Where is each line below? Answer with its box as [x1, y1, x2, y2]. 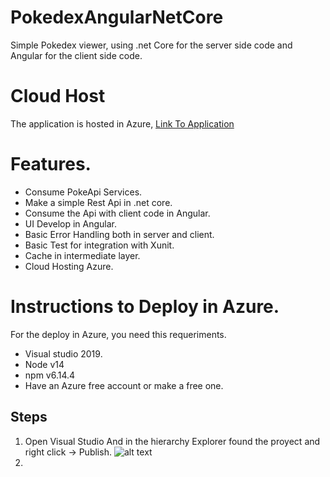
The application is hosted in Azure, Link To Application [10, 117, 235, 130]
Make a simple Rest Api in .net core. [24, 196, 173, 208]
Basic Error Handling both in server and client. [24, 228, 215, 240]
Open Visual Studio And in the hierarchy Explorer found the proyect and [24, 435, 321, 447]
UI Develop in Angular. [24, 217, 118, 230]
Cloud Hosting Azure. [24, 260, 114, 272]
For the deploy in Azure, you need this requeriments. [10, 328, 227, 340]
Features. [10, 153, 92, 176]
